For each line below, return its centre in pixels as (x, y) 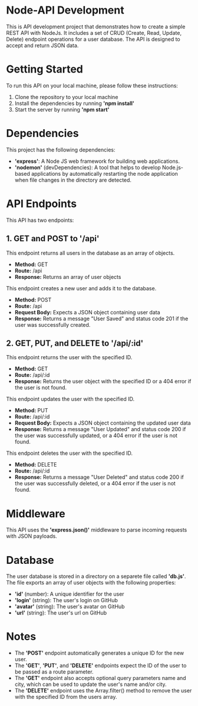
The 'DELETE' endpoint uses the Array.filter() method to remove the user (103, 691)
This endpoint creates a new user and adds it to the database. (81, 288)
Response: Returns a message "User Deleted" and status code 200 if (99, 477)
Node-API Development (65, 10)
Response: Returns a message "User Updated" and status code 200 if (100, 429)
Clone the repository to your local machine (66, 97)
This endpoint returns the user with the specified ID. (69, 357)
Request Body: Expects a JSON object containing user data (87, 312)
